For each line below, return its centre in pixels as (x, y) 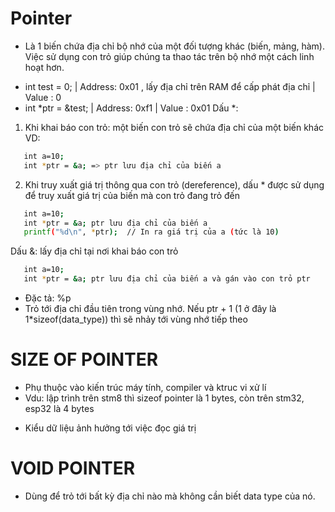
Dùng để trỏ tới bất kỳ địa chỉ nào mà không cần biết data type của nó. (170, 496)
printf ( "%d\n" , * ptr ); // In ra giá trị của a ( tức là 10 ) (151, 232)
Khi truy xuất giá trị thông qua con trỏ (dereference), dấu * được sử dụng (174, 184)
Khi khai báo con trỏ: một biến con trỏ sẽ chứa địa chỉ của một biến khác (174, 127)
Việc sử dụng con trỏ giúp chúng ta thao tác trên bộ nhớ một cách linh (169, 56)
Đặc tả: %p (48, 298)
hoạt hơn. (44, 67)
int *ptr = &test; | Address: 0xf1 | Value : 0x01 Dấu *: (131, 108)
